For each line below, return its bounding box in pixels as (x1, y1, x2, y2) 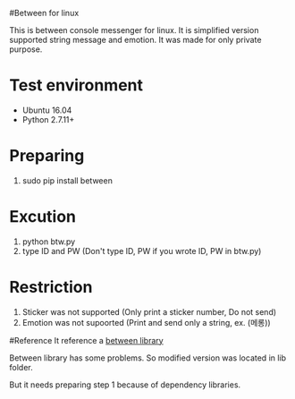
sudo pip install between (21, 174, 114, 186)
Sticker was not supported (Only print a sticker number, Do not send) (21, 306, 277, 317)
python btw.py (21, 236, 76, 247)
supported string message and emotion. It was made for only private (9, 35, 262, 45)
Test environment (9, 75, 143, 96)
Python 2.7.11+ (21, 114, 75, 124)
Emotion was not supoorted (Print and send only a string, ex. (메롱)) (21, 317, 271, 327)
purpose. (9, 44, 43, 55)
